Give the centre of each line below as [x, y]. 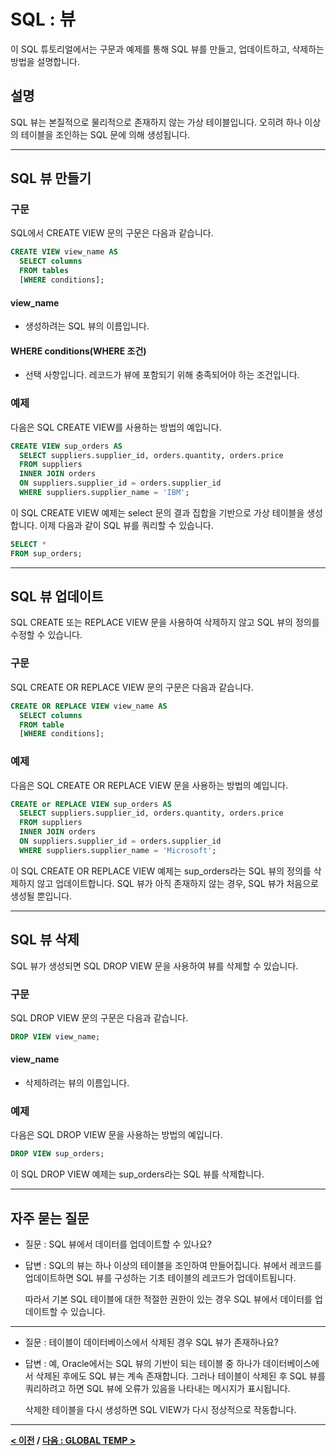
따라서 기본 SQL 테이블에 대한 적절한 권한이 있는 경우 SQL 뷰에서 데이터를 [168, 1299]
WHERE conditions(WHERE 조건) [78, 351]
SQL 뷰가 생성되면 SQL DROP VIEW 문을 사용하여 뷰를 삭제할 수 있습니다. [154, 966]
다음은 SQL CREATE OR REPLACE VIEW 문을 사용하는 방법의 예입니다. [149, 785]
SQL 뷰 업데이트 [57, 596]
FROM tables [44, 271]
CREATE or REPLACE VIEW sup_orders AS [91, 804]
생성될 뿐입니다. [41, 896]
